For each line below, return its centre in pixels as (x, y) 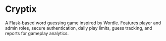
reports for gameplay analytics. (37, 33)
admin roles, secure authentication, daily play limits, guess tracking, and (79, 28)
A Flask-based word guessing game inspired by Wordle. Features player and (83, 23)
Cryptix (21, 9)
